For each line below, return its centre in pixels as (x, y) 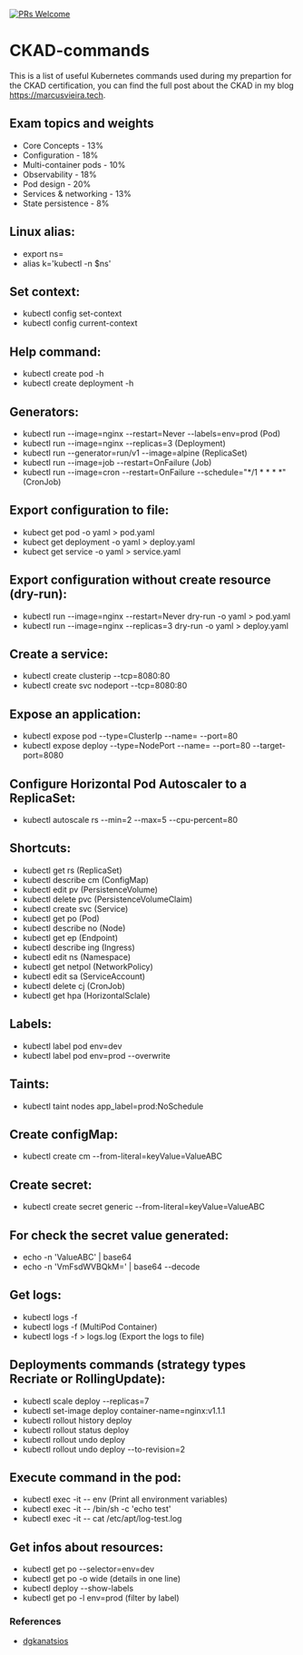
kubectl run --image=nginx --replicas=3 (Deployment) (124, 443)
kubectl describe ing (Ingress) (78, 947)
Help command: (55, 352)
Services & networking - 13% (77, 193)
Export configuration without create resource (140, 580)
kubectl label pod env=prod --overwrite (96, 1055)
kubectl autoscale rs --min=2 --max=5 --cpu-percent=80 (130, 820)
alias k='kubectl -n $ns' (67, 263)
